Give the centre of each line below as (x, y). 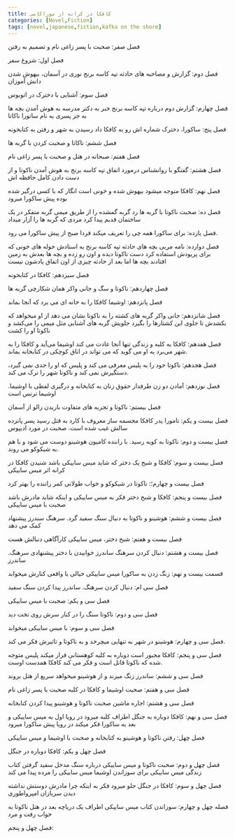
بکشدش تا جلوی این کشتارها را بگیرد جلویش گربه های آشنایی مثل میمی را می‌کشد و (117, 323)
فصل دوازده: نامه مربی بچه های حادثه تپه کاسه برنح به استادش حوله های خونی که (114, 246)
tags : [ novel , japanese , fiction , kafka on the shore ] (85, 27)
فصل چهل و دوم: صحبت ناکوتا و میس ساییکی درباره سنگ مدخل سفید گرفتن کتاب (114, 765)
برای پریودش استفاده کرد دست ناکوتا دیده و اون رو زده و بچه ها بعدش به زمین (109, 254)
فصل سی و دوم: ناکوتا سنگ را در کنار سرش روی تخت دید (83, 614)
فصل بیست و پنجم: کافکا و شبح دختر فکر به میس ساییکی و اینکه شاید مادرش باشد (115, 497)
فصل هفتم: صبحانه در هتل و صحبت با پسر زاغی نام (74, 156)
